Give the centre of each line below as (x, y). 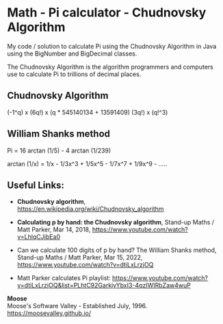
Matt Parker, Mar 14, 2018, (54, 230)
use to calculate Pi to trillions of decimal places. (74, 74)
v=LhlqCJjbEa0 (38, 237)
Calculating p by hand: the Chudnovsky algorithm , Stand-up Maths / (115, 222)
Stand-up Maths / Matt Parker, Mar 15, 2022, (80, 257)
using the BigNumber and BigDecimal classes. (72, 54)
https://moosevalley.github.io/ (49, 313)
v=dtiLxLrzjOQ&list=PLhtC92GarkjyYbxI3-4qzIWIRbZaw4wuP (104, 286)
